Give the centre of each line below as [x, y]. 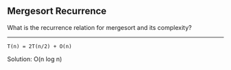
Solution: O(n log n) [35, 59]
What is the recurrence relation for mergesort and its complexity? [100, 27]
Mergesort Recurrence [57, 11]
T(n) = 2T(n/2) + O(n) [40, 46]
